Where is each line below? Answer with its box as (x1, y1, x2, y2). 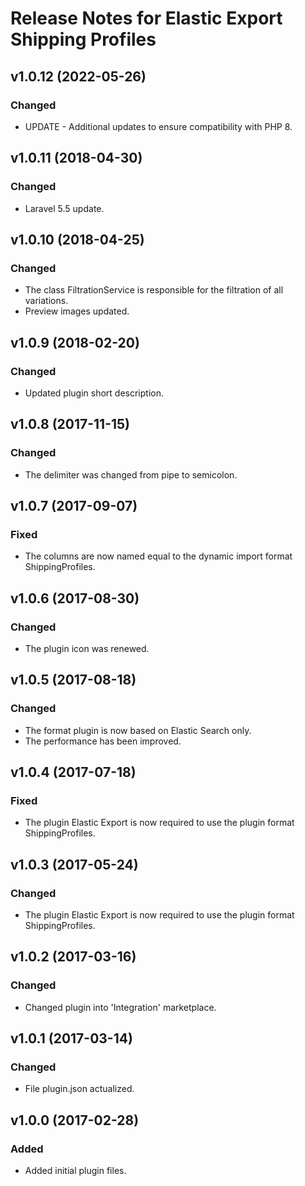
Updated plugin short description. (24, 387, 164, 399)
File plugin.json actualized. (24, 1083, 135, 1095)
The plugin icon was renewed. (24, 643, 150, 654)
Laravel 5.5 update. (24, 202, 105, 214)
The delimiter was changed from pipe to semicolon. (24, 468, 238, 481)
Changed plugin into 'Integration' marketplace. (24, 1001, 217, 1013)
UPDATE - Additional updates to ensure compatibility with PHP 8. (24, 120, 293, 132)
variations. (24, 295, 69, 307)
